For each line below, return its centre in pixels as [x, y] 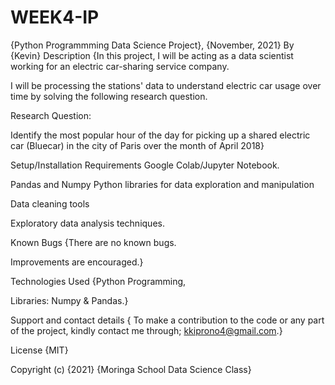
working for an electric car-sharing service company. [120, 66]
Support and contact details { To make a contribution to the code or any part [167, 320]
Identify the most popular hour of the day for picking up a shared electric [160, 135]
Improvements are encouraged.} [77, 262]
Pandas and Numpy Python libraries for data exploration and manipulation [162, 184]
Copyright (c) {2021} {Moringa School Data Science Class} [131, 369]
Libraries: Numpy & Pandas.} [69, 300]
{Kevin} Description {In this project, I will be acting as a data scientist [152, 55]
